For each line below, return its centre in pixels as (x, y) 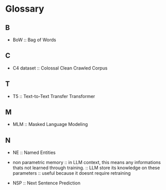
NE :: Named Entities (34, 152)
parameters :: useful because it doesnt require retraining (72, 173)
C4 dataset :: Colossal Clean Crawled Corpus (60, 68)
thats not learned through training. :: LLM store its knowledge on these (86, 168)
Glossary (25, 9)
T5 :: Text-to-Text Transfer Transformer (54, 96)
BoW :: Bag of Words (34, 40)
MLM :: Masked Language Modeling (50, 124)
